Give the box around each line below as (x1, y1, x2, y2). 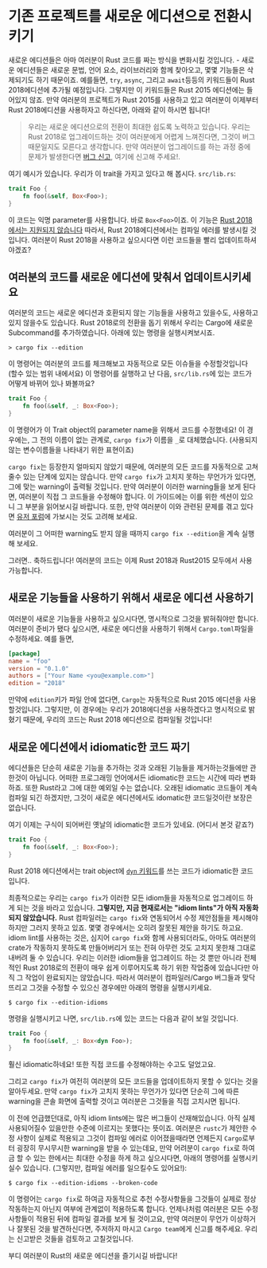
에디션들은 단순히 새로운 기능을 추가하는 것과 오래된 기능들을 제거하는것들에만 (8, 763, 249, 772)
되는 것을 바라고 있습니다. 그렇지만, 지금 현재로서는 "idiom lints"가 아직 (16, 903, 238, 912)
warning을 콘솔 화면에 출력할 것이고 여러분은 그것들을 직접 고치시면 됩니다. (8, 1097, 241, 1106)
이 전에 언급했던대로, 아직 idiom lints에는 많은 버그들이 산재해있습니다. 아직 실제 (8, 1113, 256, 1123)
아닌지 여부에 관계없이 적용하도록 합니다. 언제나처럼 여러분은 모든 (42, 1204, 244, 1214)
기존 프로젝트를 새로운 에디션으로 (8, 7, 211, 26)
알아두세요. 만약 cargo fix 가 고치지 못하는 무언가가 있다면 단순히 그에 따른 (8, 1086, 240, 1097)
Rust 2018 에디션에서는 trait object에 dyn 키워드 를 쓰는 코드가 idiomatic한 (8, 866, 239, 876)
